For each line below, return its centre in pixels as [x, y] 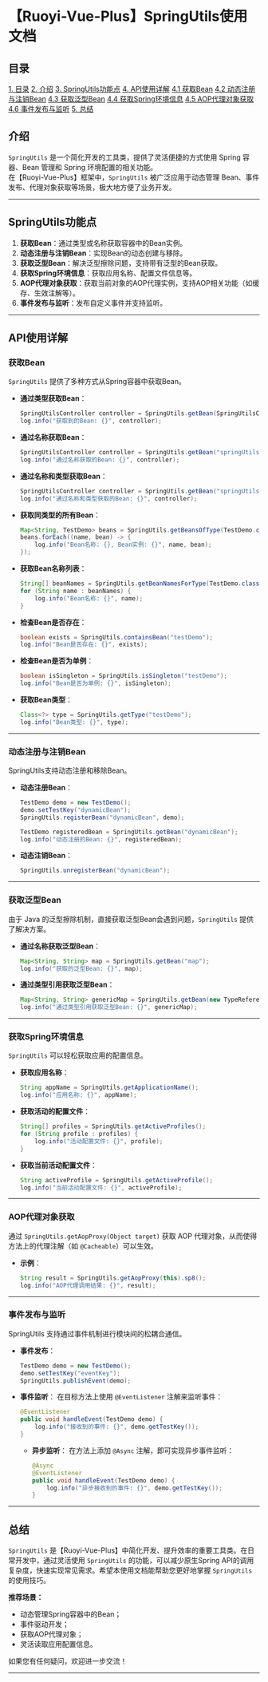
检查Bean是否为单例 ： [57, 661]
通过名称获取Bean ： [53, 437]
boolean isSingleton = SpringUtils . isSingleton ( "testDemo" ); [124, 676]
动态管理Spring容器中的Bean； [71, 1614]
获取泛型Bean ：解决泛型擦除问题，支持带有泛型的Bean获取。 [120, 263]
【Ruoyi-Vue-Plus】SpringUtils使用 [128, 16]
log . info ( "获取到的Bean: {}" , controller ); [91, 421]
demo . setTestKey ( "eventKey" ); [70, 1373]
